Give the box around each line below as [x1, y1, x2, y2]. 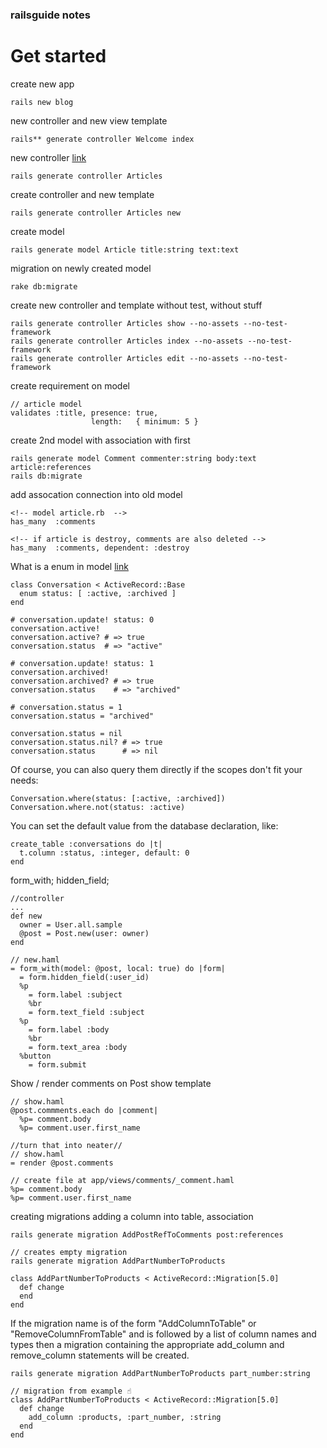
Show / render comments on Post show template [10, 1077, 212, 1089]
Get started [10, 45, 107, 68]
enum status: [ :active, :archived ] [19, 588, 177, 598]
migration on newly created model [10, 262, 152, 274]
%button [19, 1051, 52, 1061]
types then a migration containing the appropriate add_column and [10, 1338, 285, 1350]
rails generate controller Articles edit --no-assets [10, 353, 240, 363]
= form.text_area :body [28, 1042, 128, 1052]
